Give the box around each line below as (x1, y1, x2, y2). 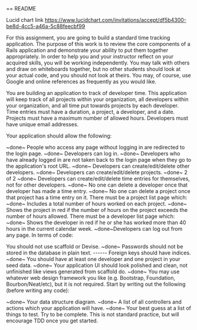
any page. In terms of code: (6, 231, 74, 238)
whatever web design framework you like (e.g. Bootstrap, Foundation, (6, 275, 176, 281)
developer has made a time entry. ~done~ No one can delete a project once (6, 188, 191, 194)
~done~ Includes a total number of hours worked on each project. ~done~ (6, 200, 188, 207)
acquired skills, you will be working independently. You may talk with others (6, 59, 190, 66)
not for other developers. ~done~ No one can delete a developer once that (6, 181, 188, 188)
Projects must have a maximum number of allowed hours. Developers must (6, 115, 189, 122)
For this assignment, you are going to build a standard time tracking (6, 34, 170, 41)
